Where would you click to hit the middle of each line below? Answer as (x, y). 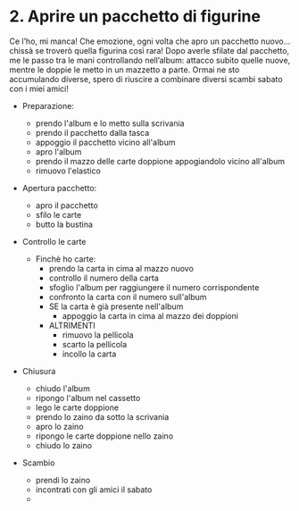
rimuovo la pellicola (98, 335)
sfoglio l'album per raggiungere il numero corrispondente (154, 287)
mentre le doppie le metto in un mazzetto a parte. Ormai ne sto (125, 70)
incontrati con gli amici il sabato (94, 490)
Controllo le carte (54, 241)
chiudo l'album (63, 388)
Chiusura (39, 371)
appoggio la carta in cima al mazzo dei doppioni (150, 315)
